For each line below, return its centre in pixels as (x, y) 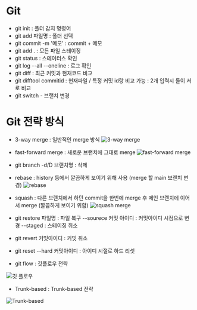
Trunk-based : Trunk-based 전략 (54, 288)
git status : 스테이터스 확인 (46, 58)
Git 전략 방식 (35, 122)
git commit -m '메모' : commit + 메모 (58, 43)
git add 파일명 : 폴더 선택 (44, 36)
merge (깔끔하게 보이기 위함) (55, 205)
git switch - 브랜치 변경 (42, 95)
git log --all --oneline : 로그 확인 (53, 65)
